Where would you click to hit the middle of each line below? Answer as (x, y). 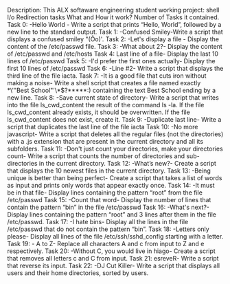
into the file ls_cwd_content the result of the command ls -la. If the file (106, 105)
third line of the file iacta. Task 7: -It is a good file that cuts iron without (107, 76)
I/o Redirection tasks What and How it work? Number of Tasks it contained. (113, 17)
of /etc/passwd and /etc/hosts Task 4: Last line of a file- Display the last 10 (113, 54)
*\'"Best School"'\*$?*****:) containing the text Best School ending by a (112, 90)
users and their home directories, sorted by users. (78, 273)
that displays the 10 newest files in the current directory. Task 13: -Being (109, 171)
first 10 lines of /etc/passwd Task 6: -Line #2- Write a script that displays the (115, 68)
